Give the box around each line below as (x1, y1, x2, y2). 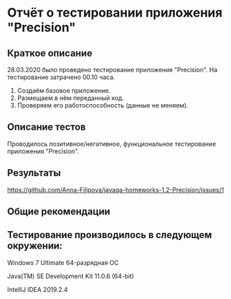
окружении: (7, 240, 63, 252)
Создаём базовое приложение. (17, 87, 111, 94)
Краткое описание (7, 47, 92, 59)
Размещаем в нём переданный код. (17, 94, 124, 102)
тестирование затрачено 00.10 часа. (7, 73, 116, 81)
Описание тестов (7, 121, 86, 133)
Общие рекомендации (7, 206, 111, 218)
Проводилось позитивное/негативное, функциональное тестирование (7, 139, 216, 148)
